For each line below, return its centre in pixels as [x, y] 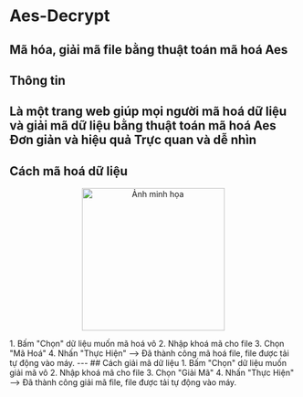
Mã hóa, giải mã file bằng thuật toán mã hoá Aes [149, 50]
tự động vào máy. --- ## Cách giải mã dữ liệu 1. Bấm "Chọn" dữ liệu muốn [148, 363]
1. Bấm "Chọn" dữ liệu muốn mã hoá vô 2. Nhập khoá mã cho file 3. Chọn [147, 344]
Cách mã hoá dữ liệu [68, 171]
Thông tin [37, 80]
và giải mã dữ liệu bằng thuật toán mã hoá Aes [143, 125]
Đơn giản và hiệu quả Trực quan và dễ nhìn [133, 140]
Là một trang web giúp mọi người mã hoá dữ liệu [148, 112]
